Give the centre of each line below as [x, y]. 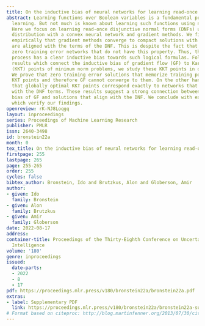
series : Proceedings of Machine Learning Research [72, 120]
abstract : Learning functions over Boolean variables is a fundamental [99, 18]
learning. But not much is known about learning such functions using [103, 23]
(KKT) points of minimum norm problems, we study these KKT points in [103, 69]
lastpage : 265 [24, 160]
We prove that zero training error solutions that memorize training [102, 75]
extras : [16, 296]
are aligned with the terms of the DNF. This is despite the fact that [105, 46]
